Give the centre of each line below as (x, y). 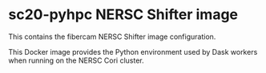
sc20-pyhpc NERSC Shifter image (123, 15)
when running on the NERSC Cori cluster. (76, 60)
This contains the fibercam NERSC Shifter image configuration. (112, 36)
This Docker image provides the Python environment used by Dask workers (133, 52)
